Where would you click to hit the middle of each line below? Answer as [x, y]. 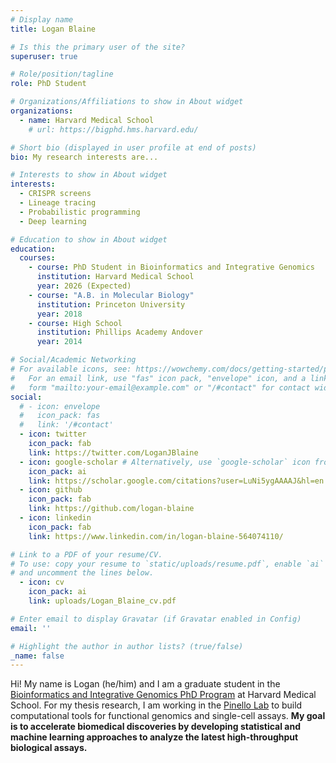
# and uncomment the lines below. [82, 573]
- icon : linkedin [55, 518]
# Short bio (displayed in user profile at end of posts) [133, 147]
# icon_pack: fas [60, 416]
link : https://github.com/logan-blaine [111, 509]
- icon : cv [42, 582]
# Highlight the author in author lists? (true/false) [127, 646]
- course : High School [75, 323]
